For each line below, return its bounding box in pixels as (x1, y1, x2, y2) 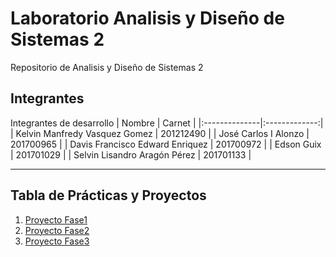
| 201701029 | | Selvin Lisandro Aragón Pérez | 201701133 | (10, 148, 252, 161)
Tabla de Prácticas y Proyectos (10, 187, 207, 204)
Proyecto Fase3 (24, 235, 90, 247)
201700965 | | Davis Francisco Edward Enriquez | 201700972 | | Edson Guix (10, 138, 322, 150)
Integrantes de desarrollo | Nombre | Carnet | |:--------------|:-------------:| (10, 117, 324, 129)
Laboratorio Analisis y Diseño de (10, 7, 285, 30)
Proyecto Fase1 (24, 213, 88, 226)
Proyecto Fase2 (24, 224, 90, 236)
